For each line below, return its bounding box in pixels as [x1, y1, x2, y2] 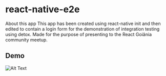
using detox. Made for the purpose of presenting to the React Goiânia [5, 31, 152, 37]
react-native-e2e [5, 4, 80, 15]
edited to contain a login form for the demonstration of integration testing [5, 26, 160, 32]
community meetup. [5, 37, 48, 43]
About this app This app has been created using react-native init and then [5, 20, 161, 27]
